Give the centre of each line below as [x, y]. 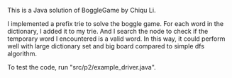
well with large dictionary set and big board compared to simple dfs [106, 46]
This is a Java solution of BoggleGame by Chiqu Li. [82, 10]
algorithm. [22, 53]
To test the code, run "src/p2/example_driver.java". [82, 67]
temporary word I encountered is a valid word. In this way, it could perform [116, 39]
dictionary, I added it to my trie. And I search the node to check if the [108, 31]
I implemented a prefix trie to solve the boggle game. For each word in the [116, 24]
